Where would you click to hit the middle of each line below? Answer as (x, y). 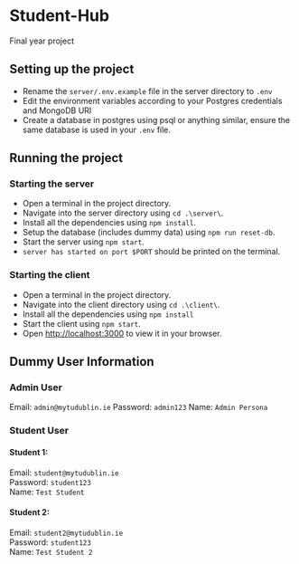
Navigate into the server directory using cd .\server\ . (123, 213)
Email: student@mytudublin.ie (64, 473)
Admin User (36, 387)
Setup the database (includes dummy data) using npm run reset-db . (149, 233)
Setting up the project (72, 69)
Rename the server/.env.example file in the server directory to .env (147, 91)
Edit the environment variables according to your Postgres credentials (152, 100)
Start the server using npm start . (83, 242)
